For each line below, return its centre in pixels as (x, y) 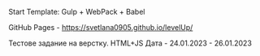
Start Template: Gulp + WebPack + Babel (77, 12)
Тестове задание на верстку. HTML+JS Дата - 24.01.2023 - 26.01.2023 (130, 43)
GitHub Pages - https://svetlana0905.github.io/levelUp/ (101, 27)
